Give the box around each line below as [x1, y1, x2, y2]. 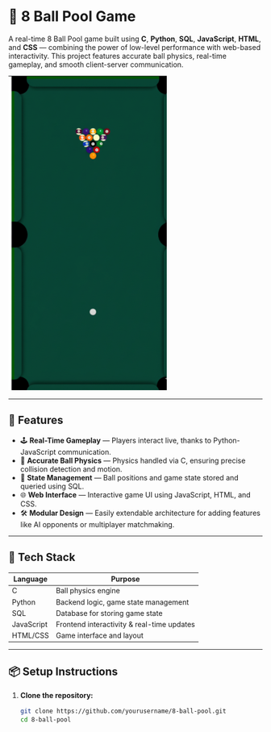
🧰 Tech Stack [8, 551, 76, 564]
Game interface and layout [56, 630, 144, 640]
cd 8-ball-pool [19, 715, 72, 724]
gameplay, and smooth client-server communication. [8, 60, 184, 69]
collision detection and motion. [19, 464, 123, 474]
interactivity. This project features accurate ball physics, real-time [8, 51, 227, 60]
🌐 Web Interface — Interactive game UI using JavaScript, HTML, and [19, 489, 252, 499]
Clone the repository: [19, 690, 94, 700]
